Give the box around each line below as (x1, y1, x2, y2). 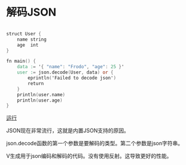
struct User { (6, 30, 42, 36)
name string (17, 36, 47, 42)
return (28, 80, 44, 87)
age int (17, 42, 39, 48)
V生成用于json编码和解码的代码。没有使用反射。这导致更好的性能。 (6, 152, 172, 160)
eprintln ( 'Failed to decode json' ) (28, 75, 117, 81)
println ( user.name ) (17, 91, 66, 97)
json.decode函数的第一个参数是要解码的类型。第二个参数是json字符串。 (6, 140, 184, 147)
